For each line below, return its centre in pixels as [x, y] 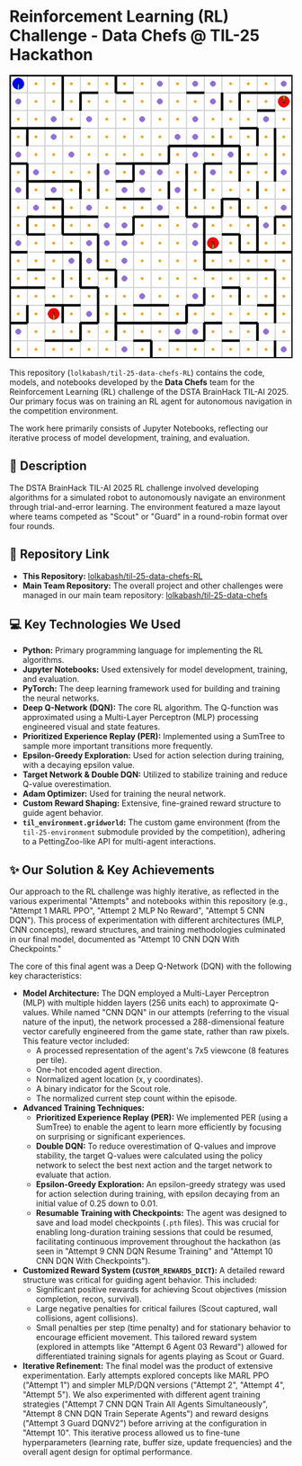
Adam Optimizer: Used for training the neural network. [124, 794]
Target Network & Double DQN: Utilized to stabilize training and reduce [155, 774]
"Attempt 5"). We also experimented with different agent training [141, 1395]
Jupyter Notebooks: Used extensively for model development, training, [155, 670]
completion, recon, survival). [89, 1299]
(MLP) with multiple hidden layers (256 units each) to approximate [145, 1003]
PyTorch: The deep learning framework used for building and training [151, 689]
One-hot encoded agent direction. [99, 1070]
